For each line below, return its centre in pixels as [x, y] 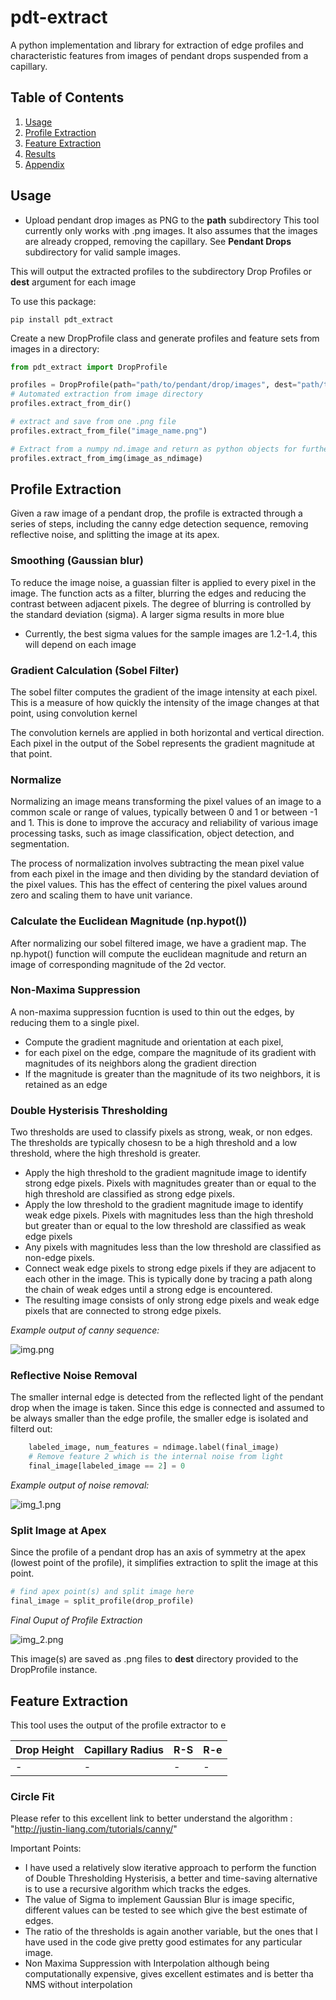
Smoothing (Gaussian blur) [77, 561]
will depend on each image [80, 644]
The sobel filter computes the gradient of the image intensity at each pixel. [164, 692]
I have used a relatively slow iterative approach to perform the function [170, 1868]
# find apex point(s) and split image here [102, 1592]
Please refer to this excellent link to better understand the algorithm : [151, 1818]
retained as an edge [66, 1084]
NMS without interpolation [78, 1985]
